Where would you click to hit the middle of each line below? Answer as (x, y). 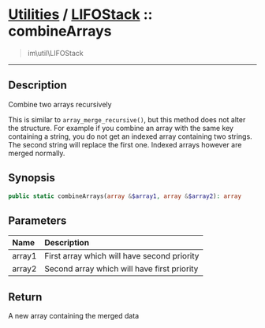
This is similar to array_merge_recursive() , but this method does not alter (127, 119)
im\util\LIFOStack (56, 53)
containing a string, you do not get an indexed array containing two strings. (130, 136)
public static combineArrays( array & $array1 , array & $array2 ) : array (125, 196)
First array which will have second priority (122, 256)
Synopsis (32, 178)
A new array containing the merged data (74, 316)
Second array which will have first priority (121, 269)
